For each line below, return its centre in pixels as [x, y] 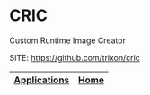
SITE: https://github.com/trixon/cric [75, 57]
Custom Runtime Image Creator [67, 40]
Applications [42, 80]
